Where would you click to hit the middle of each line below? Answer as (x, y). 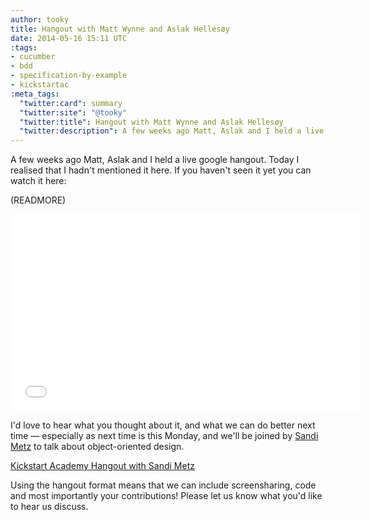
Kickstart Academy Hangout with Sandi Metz (102, 466)
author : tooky (40, 19)
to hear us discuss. (49, 507)
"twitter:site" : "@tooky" (73, 112)
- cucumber (33, 57)
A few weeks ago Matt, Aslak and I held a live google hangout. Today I (155, 160)
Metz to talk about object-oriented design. (97, 447)
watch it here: (38, 181)
